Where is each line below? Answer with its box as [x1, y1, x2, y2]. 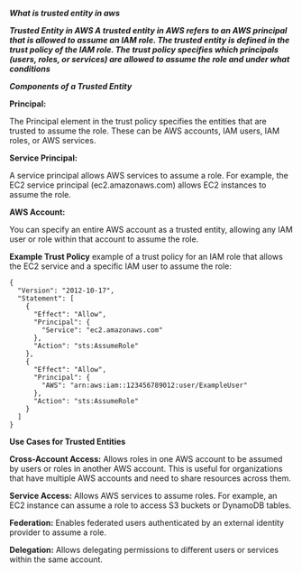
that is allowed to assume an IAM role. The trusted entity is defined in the [9, 35, 290, 45]
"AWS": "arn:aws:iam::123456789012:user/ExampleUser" [41, 381, 248, 390]
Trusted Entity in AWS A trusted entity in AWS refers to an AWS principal [9, 25, 288, 35]
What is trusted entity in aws [9, 8, 120, 18]
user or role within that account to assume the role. [9, 234, 199, 244]
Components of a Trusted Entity [9, 81, 133, 91]
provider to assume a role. [9, 527, 106, 538]
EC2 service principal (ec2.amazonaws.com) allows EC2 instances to [9, 180, 267, 190]
